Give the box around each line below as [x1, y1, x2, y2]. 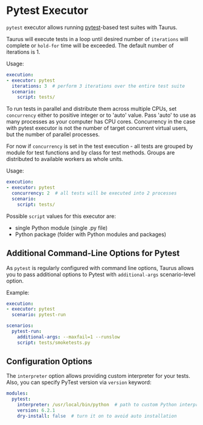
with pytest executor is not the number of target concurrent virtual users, [6, 125, 188, 132]
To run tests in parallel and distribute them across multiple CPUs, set [6, 105, 177, 113]
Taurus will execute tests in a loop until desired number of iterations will [6, 35, 188, 42]
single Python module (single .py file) [14, 224, 108, 231]
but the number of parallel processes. [6, 131, 100, 138]
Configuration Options [6, 357, 92, 367]
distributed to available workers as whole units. [6, 156, 124, 163]
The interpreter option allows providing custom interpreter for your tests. [6, 372, 190, 380]
